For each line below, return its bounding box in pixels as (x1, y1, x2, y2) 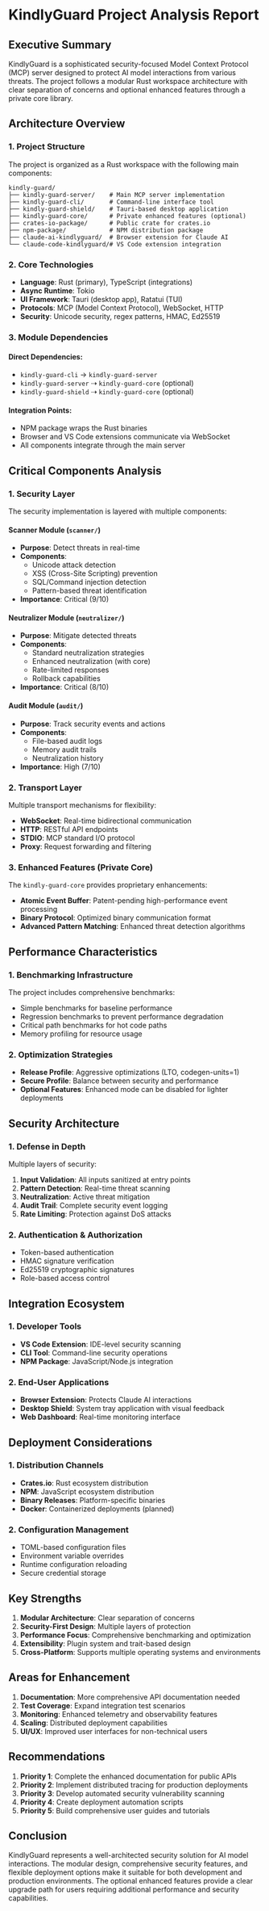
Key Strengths (8, 1591, 82, 1605)
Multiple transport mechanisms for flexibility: (8, 800, 157, 809)
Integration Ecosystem (8, 1296, 125, 1310)
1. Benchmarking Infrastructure (8, 969, 134, 981)
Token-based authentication (19, 1248, 114, 1258)
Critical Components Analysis (8, 464, 162, 477)
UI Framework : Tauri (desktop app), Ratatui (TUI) (19, 294, 183, 304)
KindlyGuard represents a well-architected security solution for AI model (8, 1850, 249, 1860)
